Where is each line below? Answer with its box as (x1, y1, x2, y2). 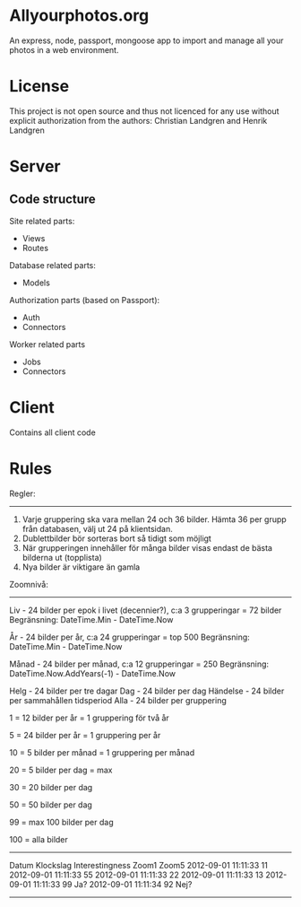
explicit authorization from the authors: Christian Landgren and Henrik (9, 115, 268, 126)
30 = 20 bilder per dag (9, 781, 93, 792)
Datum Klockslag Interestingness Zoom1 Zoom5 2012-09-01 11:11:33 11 (9, 859, 269, 870)
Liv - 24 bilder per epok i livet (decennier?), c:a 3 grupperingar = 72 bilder (9, 605, 282, 615)
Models (21, 277, 51, 288)
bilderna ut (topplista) (21, 552, 103, 563)
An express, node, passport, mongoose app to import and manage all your (9, 35, 284, 46)
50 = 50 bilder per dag (9, 799, 92, 810)
